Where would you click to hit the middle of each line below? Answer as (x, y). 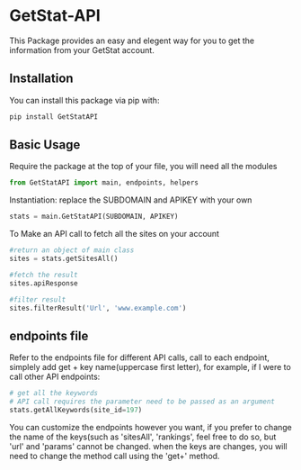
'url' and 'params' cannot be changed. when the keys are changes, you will (148, 446)
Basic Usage (45, 145)
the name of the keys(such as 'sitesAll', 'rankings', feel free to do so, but (143, 437)
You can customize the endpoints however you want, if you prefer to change (150, 427)
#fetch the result (44, 275)
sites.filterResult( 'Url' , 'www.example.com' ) (98, 308)
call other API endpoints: (55, 377)
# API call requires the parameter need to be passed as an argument (142, 402)
